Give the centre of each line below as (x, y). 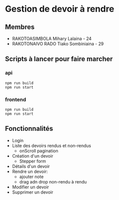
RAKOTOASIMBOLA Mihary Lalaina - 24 (52, 38)
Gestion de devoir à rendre (60, 9)
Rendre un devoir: (30, 171)
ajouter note (31, 177)
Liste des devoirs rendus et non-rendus (51, 145)
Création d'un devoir (33, 156)
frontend (16, 99)
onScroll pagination (39, 151)
